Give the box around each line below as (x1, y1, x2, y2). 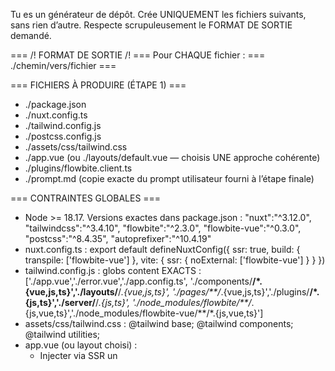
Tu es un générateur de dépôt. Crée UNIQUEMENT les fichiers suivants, (10, 9, 307, 20)
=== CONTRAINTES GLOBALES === (10, 192, 162, 204)
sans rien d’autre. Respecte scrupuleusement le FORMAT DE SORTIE (10, 19, 293, 31)
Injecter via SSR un (39, 350, 118, 361)
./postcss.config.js (24, 130, 102, 142)
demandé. (10, 30, 52, 41)
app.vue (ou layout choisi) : (24, 339, 138, 351)
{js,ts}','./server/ (24, 297, 96, 308)
